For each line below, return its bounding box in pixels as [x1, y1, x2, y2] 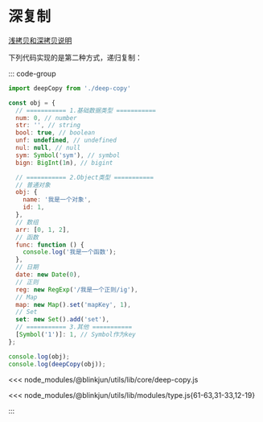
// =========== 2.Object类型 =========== [15, 173, 154, 181]
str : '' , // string [15, 122, 81, 130]
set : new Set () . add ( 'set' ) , [15, 316, 110, 324]
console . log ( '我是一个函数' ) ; [23, 248, 117, 256]
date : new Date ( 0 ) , [15, 271, 81, 279]
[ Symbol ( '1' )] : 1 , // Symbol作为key [15, 331, 136, 339]
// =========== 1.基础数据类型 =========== [15, 106, 157, 114]
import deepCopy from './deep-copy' [8, 84, 131, 93]
